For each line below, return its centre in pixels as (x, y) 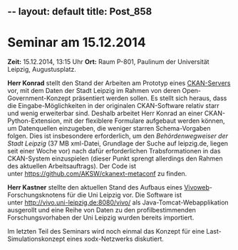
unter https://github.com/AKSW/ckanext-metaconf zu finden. (97, 174)
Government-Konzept (39, 98)
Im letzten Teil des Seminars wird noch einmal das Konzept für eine (106, 232)
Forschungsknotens (37, 195)
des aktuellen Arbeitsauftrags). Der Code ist (72, 166)
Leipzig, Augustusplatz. (42, 70)
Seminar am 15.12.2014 (77, 42)
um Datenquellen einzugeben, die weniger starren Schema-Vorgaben (109, 129)
